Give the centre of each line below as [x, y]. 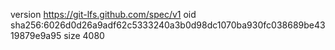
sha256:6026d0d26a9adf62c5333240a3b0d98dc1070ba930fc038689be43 [168, 25]
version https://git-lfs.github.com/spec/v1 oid [103, 14]
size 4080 [84, 35]
